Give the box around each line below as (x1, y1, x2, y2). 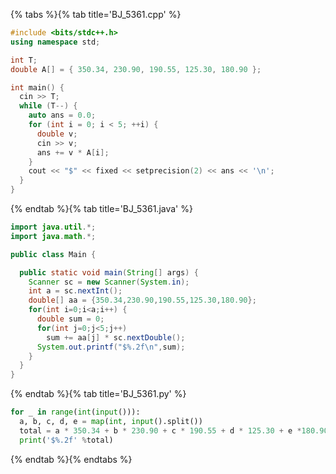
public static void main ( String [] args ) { (19, 267, 199, 278)
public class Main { (10, 249, 97, 259)
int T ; (10, 55, 38, 65)
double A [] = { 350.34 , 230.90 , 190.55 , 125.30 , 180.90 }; (10, 64, 262, 74)
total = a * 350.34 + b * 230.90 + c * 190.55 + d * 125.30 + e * (19, 425, 302, 436)
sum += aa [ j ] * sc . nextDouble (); (46, 332, 186, 343)
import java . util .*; (10, 222, 97, 232)
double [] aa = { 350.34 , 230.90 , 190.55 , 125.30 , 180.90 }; (28, 295, 257, 306)
